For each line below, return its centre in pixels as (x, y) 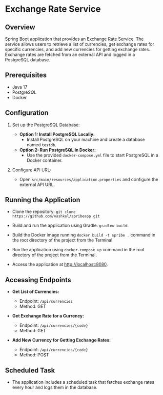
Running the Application (43, 200)
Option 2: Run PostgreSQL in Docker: (58, 150)
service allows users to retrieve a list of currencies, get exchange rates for (80, 44)
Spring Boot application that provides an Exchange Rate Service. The (74, 39)
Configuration (27, 113)
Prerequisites (26, 75)
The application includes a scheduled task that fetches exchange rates (83, 382)
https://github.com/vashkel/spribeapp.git (56, 216)
